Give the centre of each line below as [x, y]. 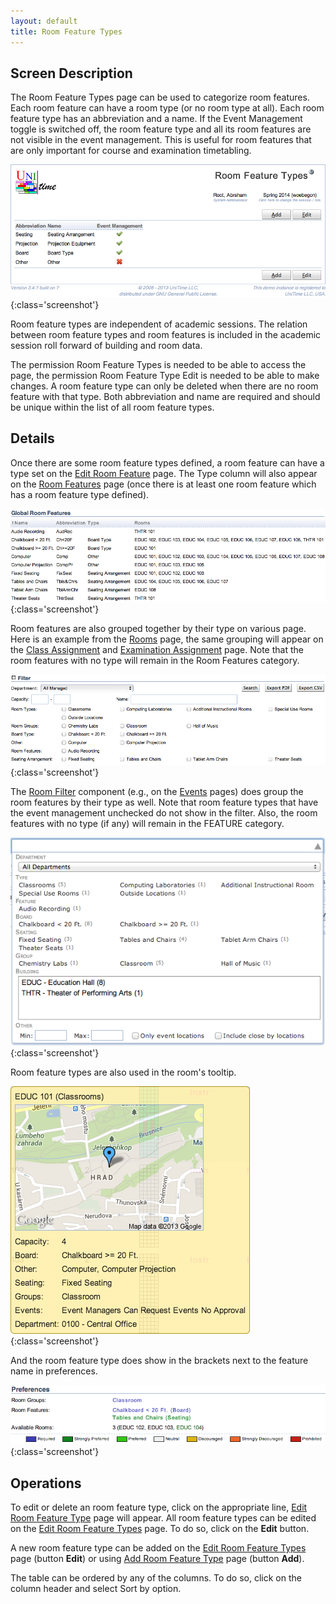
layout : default [44, 21]
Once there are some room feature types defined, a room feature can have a [167, 462]
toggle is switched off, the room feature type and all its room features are [161, 129]
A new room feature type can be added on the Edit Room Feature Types [158, 1548]
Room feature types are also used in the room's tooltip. [123, 1072]
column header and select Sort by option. [96, 1589]
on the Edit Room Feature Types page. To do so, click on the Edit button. [160, 1529]
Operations [46, 1483]
